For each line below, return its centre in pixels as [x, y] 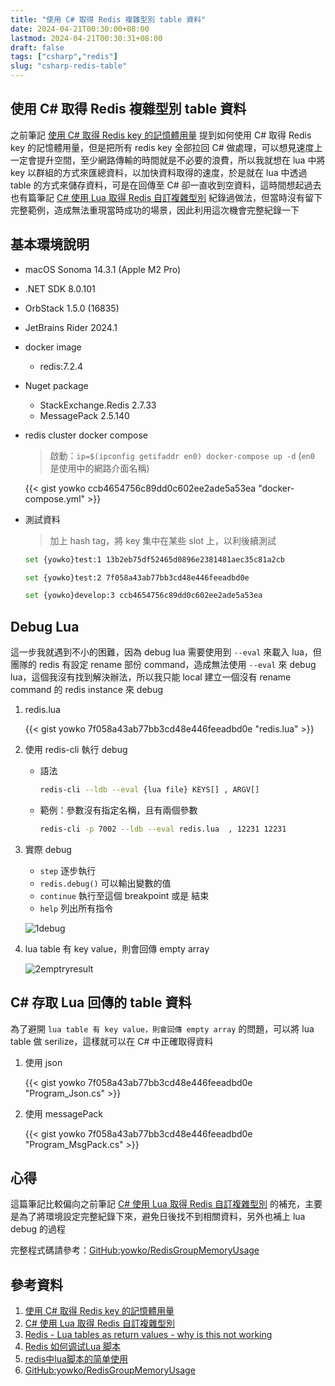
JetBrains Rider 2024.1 [71, 327]
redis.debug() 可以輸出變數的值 [105, 883]
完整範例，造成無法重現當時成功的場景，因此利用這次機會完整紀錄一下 [155, 210]
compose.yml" [55, 498]
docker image [53, 347]
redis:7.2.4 [61, 366]
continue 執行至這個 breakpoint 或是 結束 [124, 895]
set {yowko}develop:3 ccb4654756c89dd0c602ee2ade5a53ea [143, 596]
